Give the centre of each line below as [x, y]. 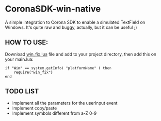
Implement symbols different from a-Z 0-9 [54, 113]
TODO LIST [22, 91]
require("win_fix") [33, 72]
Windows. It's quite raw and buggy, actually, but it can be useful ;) [71, 27]
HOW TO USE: [27, 43]
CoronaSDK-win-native [53, 9]
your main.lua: [19, 59]
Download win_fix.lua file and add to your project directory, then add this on [81, 54]
